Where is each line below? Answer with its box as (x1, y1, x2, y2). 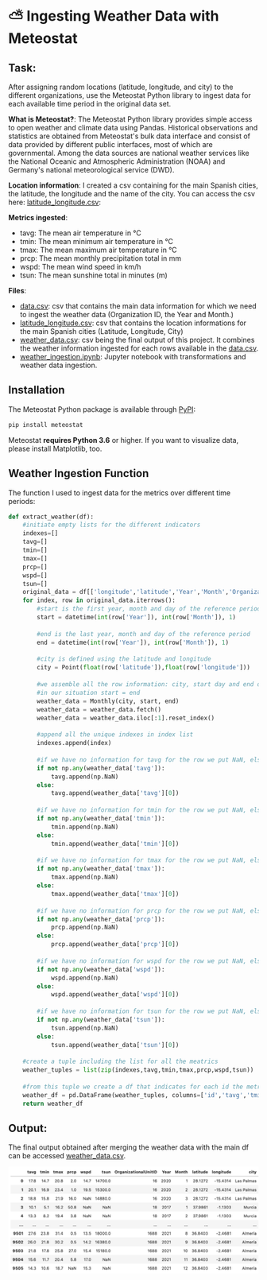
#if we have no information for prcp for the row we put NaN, (37, 906, 247, 915)
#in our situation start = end (37, 688, 141, 696)
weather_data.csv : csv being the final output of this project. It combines (19, 336, 255, 344)
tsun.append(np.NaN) (50, 1024, 119, 1032)
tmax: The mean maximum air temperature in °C (19, 245, 177, 254)
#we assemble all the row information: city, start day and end (37, 681, 254, 688)
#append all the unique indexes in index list (37, 731, 194, 739)
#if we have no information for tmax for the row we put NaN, (37, 856, 247, 864)
